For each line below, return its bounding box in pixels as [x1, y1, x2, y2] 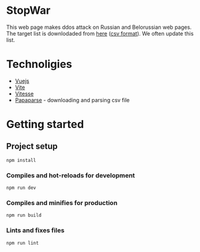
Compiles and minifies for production [6, 199, 117, 207]
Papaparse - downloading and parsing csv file [14, 96, 130, 103]
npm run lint [6, 240, 39, 246]
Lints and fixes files [6, 226, 65, 235]
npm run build [6, 212, 42, 218]
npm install [6, 157, 36, 163]
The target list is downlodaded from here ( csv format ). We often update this [6, 29, 194, 37]
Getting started [6, 118, 84, 131]
